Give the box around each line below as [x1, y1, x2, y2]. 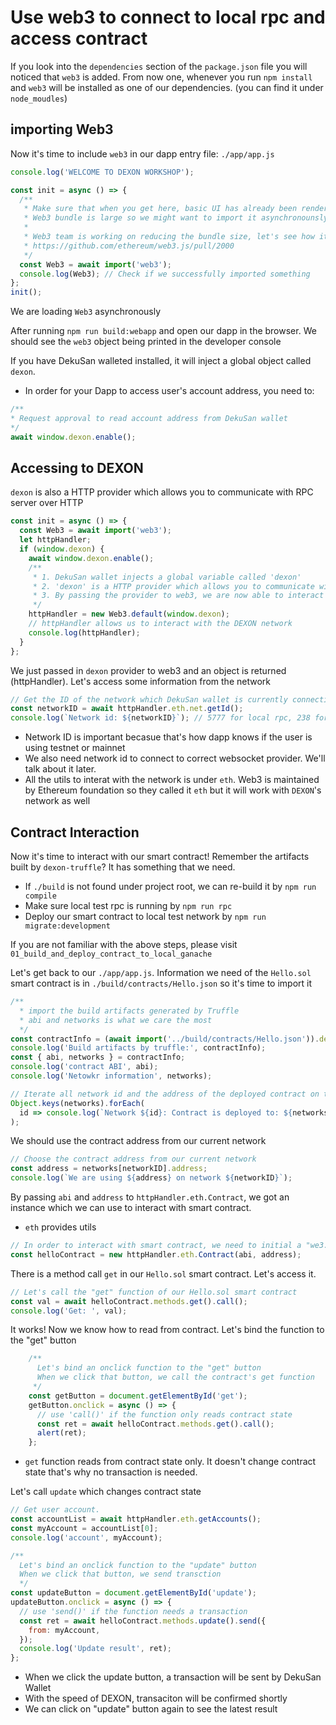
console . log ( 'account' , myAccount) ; [10, 1532, 163, 1543]
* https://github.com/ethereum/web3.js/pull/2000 [23, 241, 235, 251]
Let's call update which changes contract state [10, 1486, 202, 1498]
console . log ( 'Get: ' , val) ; [10, 1306, 128, 1316]
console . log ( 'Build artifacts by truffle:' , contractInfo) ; [10, 1043, 267, 1053]
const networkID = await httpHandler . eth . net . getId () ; [10, 704, 244, 714]
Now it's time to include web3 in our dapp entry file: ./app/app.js [10, 147, 275, 160]
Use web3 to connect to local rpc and [10, 6, 326, 29]
